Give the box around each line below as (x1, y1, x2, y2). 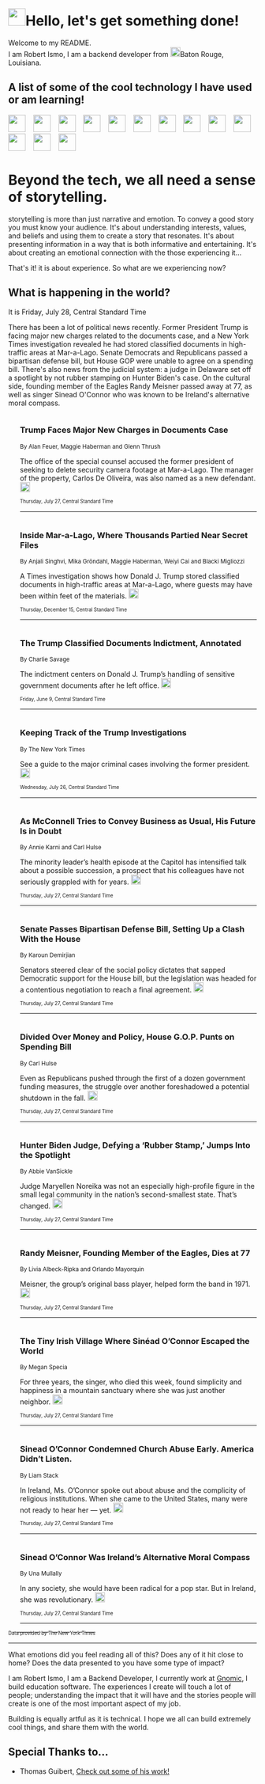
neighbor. (19, 1397, 51, 1406)
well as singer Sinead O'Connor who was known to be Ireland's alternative (8, 389, 250, 399)
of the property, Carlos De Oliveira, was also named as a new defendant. (19, 473, 256, 483)
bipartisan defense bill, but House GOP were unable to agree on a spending (8, 356, 254, 366)
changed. (19, 1201, 51, 1210)
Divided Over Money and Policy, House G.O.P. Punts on (19, 1031, 235, 1042)
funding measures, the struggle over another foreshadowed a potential (19, 1081, 250, 1091)
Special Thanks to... (8, 1745, 109, 1759)
